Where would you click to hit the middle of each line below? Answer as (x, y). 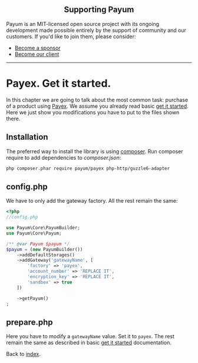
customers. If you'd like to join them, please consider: (71, 36)
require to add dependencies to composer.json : (64, 157)
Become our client (37, 54)
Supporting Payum (99, 10)
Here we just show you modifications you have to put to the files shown (93, 112)
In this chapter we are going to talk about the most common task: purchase (97, 100)
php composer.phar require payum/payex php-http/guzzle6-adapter (88, 168)
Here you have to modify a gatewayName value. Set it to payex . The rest (90, 336)
